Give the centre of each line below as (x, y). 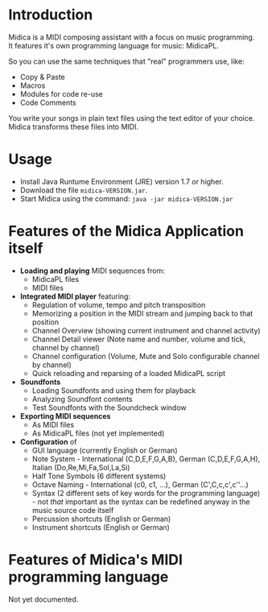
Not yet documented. (43, 599)
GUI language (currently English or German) (105, 450)
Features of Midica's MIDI (96, 560)
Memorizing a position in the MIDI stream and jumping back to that (142, 313)
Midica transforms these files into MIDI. (74, 126)
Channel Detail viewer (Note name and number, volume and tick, (139, 339)
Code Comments (48, 102)
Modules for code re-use (61, 93)
